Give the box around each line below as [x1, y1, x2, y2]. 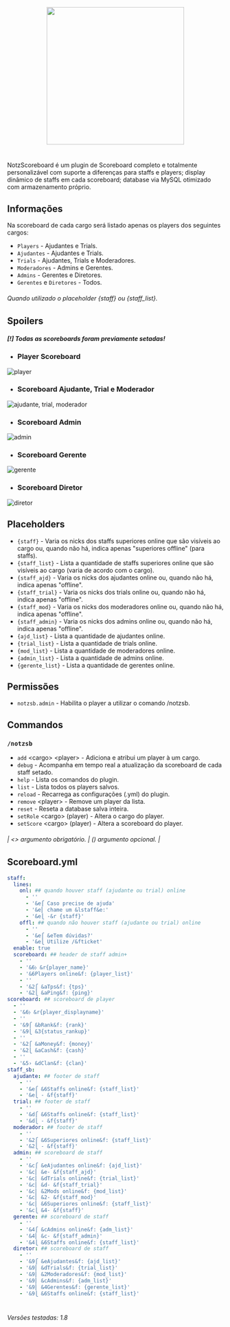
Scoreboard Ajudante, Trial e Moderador [16, 384, 154, 394]
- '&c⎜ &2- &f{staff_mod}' [19, 1194, 97, 1201]
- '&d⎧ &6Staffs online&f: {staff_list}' [19, 1111, 139, 1118]
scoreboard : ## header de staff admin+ [13, 952, 128, 958]
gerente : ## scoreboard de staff [13, 1214, 109, 1220]
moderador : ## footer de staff [13, 1123, 103, 1130]
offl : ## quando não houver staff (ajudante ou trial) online [19, 919, 201, 926]
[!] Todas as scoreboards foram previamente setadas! [7, 334, 166, 342]
